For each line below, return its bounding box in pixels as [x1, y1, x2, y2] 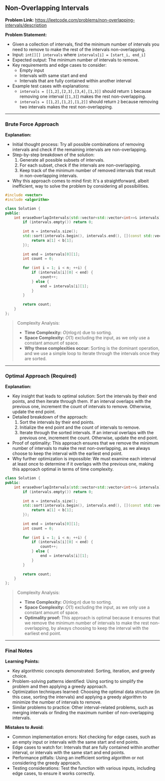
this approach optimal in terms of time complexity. [12, 466, 114, 472]
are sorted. [24, 356, 47, 362]
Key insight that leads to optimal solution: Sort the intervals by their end [12, 393, 157, 399]
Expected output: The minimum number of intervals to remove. [12, 56, 139, 63]
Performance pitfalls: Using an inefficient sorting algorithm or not [12, 755, 144, 761]
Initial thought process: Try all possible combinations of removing [12, 141, 145, 147]
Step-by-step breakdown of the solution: [12, 152, 95, 158]
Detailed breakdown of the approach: [12, 414, 88, 420]
